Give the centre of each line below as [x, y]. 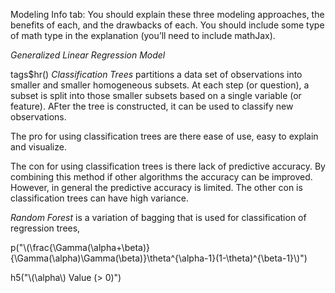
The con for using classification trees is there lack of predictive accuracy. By [168, 166]
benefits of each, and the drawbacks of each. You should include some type [167, 25]
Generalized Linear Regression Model [88, 55]
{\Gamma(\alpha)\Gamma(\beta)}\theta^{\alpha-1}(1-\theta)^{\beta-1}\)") [159, 258]
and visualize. [38, 147]
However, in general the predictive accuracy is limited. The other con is [156, 187]
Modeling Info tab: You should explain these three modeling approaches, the [167, 14]
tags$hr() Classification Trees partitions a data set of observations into [156, 74]
